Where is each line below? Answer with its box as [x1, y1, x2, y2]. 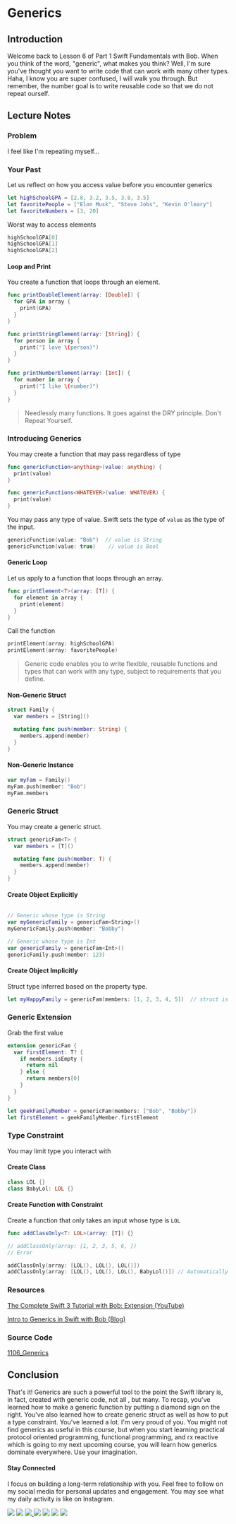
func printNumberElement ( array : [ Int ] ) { [7, 369, 131, 377]
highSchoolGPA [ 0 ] [7, 234, 58, 241]
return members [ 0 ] [25, 1075, 80, 1082]
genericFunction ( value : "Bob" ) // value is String [7, 537, 162, 544]
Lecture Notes [7, 109, 71, 121]
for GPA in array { [13, 298, 71, 305]
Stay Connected [7, 1464, 56, 1472]
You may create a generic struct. [7, 822, 102, 831]
